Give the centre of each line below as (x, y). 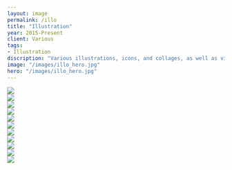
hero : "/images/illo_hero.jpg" (52, 71)
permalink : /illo (32, 20)
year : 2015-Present (35, 33)
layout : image (28, 13)
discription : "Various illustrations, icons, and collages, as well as (112, 59)
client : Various (30, 39)
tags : (15, 45)
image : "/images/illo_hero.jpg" (54, 65)
